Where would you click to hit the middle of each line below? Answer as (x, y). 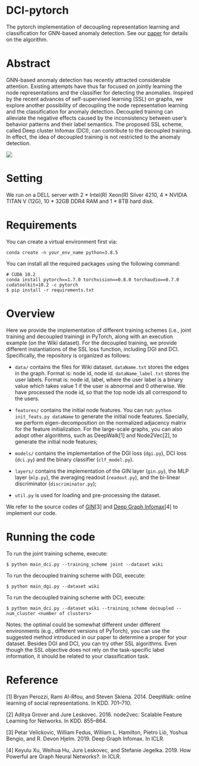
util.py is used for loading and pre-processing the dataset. (88, 495)
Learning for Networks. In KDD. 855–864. (57, 721)
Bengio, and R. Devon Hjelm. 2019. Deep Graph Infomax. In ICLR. (85, 739)
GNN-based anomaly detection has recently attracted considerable (89, 80)
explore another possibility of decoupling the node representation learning (97, 105)
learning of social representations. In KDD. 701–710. (69, 703)
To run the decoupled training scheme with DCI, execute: (76, 597)
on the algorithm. (27, 39)
